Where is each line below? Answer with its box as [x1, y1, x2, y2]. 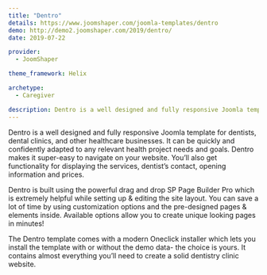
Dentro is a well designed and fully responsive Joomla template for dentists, [8, 128, 257, 137]
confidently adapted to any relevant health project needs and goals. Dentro [8, 144, 254, 154]
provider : [8, 48, 41, 56]
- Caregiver [15, 91, 56, 99]
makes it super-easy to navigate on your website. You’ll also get [8, 152, 218, 162]
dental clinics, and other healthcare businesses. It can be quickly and [8, 136, 235, 145]
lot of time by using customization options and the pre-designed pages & [8, 201, 247, 211]
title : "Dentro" [8, 11, 62, 20]
